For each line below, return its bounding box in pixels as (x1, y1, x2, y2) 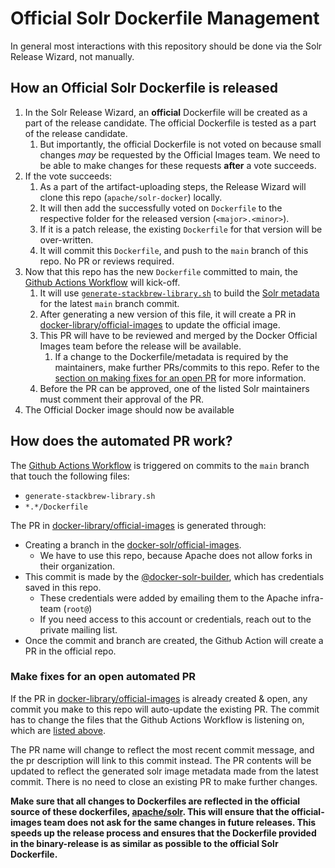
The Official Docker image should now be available (24, 403, 235, 416)
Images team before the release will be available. (39, 340, 242, 352)
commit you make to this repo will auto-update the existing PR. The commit (10, 703, 320, 715)
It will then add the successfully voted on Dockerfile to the (39, 202, 283, 214)
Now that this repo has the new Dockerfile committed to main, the (24, 265, 298, 277)
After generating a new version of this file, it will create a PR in (39, 308, 297, 320)
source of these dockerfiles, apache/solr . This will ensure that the (10, 805, 290, 817)
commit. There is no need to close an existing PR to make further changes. (10, 775, 318, 787)
